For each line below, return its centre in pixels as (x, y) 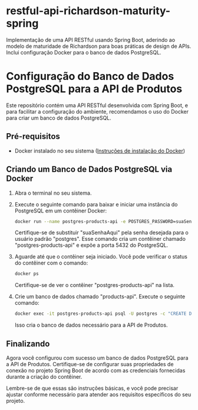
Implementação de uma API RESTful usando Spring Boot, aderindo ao (91, 40)
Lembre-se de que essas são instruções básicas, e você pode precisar (92, 388)
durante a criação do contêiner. (44, 376)
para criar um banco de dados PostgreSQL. (59, 118)
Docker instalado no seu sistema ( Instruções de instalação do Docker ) (100, 151)
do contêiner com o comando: (51, 263)
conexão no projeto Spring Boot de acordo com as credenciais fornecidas (96, 370)
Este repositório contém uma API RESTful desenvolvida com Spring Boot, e (97, 105)
